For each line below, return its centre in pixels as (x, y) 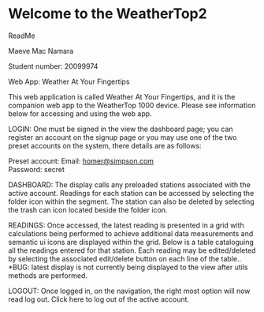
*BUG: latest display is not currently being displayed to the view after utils (128, 267)
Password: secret (37, 169)
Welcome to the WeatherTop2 (108, 14)
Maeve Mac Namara (41, 51)
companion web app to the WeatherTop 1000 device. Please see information (132, 105)
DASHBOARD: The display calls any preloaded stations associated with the (129, 184)
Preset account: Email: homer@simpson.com (81, 161)
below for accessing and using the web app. (80, 113)
